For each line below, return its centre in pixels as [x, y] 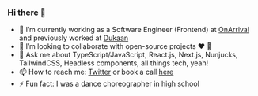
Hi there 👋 [27, 13]
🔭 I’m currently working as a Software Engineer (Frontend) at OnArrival [134, 30]
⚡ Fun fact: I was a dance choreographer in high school [109, 84]
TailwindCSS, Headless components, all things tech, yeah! [114, 63]
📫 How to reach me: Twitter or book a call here [96, 72]
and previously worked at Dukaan [74, 38]
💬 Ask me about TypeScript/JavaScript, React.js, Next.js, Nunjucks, [128, 55]
